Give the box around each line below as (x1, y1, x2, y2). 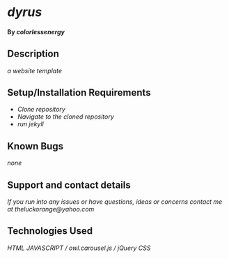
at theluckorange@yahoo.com (7, 205, 95, 214)
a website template (7, 66, 63, 75)
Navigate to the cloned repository (17, 112, 115, 121)
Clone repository (17, 105, 66, 114)
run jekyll (17, 120, 44, 128)
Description (7, 48, 59, 60)
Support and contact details (7, 179, 131, 191)
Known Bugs (7, 140, 64, 152)
